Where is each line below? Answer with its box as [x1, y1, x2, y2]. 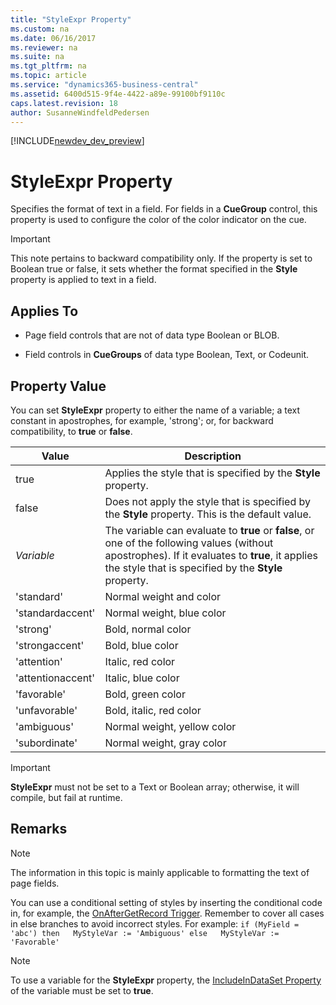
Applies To [10, 302, 79, 320]
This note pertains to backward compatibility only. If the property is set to [10, 252, 313, 265]
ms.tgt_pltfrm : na [10, 61, 87, 71]
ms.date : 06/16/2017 [10, 33, 97, 43]
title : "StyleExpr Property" [10, 14, 132, 25]
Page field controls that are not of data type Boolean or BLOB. [24, 329, 280, 341]
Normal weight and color [104, 589, 222, 603]
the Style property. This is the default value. [104, 507, 312, 521]
